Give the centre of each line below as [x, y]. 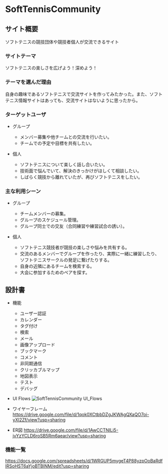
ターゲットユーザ [26, 115]
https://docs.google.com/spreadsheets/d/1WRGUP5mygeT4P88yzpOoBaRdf [84, 461]
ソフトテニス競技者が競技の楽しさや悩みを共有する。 [75, 248]
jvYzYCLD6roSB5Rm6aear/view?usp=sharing [59, 436]
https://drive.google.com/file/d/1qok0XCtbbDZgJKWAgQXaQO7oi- [81, 414]
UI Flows [21, 398]
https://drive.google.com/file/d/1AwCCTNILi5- [71, 430]
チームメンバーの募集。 [44, 214]
